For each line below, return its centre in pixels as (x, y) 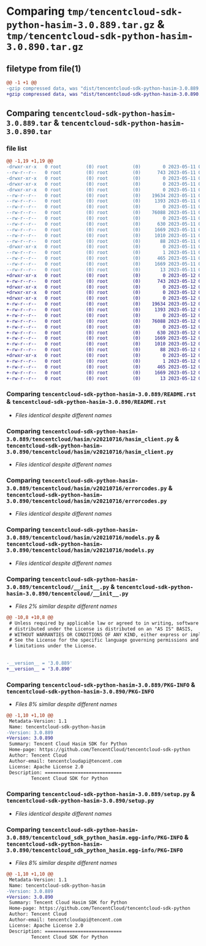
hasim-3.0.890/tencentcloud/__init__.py (67, 593)
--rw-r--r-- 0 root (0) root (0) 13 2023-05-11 (101, 270)
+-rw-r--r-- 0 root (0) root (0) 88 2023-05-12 (101, 350)
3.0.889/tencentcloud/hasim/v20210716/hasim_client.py (90, 439)
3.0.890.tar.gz (45, 47)
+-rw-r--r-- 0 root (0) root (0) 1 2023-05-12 (101, 361)
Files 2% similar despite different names (66, 606)
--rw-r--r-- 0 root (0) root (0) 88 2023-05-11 (101, 241)
